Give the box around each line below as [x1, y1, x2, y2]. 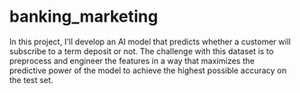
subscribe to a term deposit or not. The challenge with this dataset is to [9, 45, 275, 56]
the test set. [9, 74, 54, 85]
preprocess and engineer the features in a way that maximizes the [9, 55, 255, 66]
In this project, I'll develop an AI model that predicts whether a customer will [9, 36, 291, 47]
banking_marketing [9, 6, 159, 27]
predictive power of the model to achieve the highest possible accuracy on [9, 65, 286, 76]
